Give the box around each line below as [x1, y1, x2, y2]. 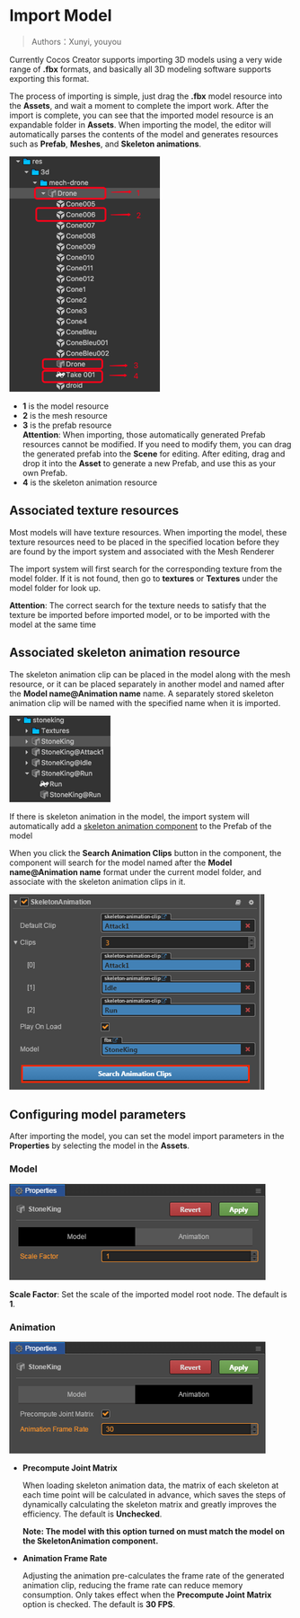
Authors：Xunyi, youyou [31, 36, 122, 47]
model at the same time [9, 619, 97, 630]
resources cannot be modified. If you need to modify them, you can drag [22, 438, 292, 449]
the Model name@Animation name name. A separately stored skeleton [9, 688, 274, 699]
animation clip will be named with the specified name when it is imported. [9, 697, 281, 708]
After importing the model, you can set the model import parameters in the [9, 1131, 285, 1142]
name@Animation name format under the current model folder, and [9, 866, 262, 877]
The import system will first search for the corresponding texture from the [9, 563, 283, 574]
